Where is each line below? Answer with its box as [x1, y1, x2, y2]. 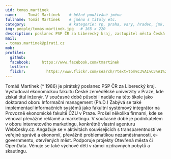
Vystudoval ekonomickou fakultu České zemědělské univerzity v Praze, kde [5, 89, 164, 94]
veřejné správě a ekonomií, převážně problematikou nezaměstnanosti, [5, 132, 152, 138]
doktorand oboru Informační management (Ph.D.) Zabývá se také [5, 99, 141, 105]
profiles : [5, 50, 26, 55]
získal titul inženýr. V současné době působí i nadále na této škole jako [5, 94, 153, 100]
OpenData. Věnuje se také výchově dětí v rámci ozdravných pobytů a [5, 143, 150, 148]
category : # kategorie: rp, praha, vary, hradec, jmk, [5, 21, 165, 27]
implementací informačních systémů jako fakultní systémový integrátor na [5, 105, 160, 111]
